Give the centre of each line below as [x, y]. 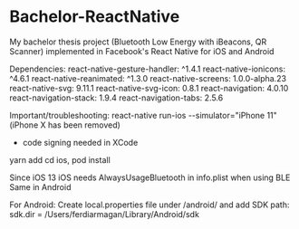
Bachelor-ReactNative [95, 17]
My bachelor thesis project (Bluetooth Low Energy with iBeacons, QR [138, 42]
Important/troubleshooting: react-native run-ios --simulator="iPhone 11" [144, 115]
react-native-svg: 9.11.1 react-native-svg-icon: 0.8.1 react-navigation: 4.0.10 [149, 88]
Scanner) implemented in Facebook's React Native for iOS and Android [142, 51]
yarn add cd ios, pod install [60, 159]
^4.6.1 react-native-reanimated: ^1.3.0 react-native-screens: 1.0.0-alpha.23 [148, 78]
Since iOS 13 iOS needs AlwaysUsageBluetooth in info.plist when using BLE [150, 177]
